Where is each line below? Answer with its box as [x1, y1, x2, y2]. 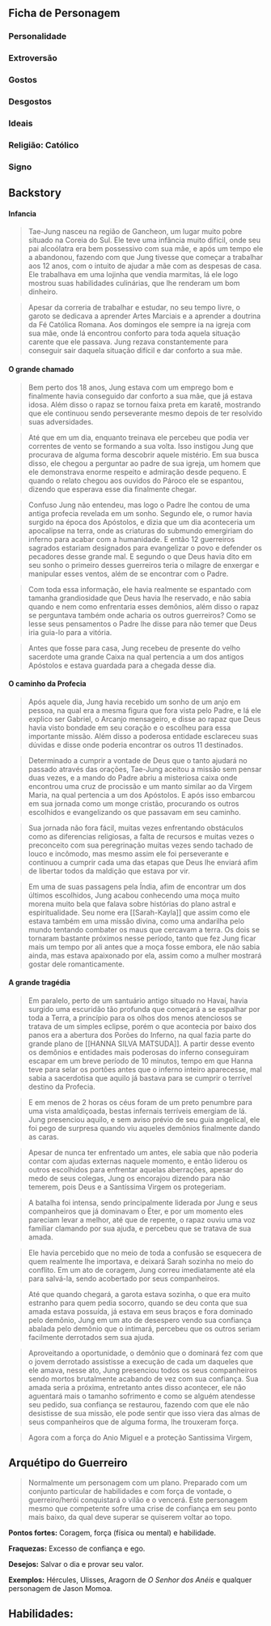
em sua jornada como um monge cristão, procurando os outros [28, 798, 239, 809]
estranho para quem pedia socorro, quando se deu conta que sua [28, 1298, 248, 1308]
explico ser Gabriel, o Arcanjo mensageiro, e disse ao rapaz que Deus [28, 714, 261, 723]
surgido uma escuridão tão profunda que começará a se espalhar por [28, 1005, 260, 1014]
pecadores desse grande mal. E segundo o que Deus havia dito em [28, 551, 252, 561]
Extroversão [8, 53, 58, 64]
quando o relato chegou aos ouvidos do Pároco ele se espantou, [28, 476, 244, 485]
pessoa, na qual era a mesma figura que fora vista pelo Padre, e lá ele [28, 705, 261, 715]
